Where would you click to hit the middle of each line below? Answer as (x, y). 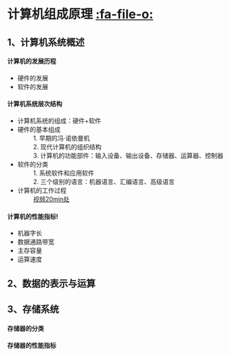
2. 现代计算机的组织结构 (68, 146)
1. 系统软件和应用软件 (64, 173)
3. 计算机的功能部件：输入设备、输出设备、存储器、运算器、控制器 (128, 155)
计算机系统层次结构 (35, 104)
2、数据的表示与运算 (52, 283)
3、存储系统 (33, 309)
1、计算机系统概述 (46, 42)
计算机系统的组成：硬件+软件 (59, 121)
